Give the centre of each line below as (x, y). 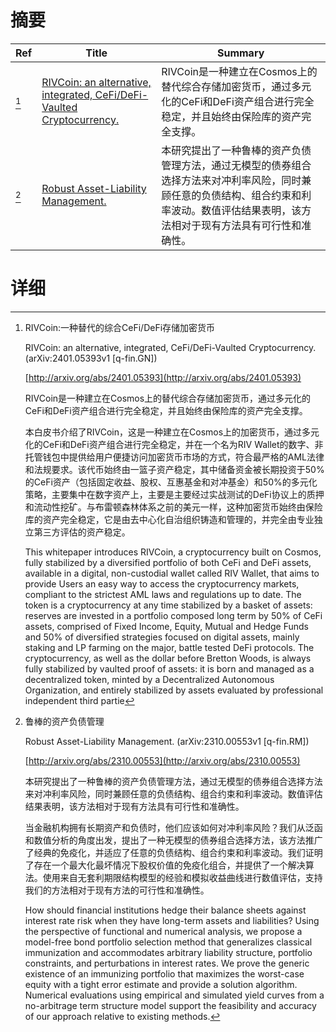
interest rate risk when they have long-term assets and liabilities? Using (172, 920)
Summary (240, 53)
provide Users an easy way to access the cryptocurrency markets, (162, 583)
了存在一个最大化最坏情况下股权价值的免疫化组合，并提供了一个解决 (165, 865)
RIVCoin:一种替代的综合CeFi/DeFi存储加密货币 (120, 327)
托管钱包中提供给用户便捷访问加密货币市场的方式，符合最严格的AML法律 (174, 457)
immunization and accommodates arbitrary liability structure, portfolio (168, 952)
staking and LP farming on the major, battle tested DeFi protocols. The (169, 647)
